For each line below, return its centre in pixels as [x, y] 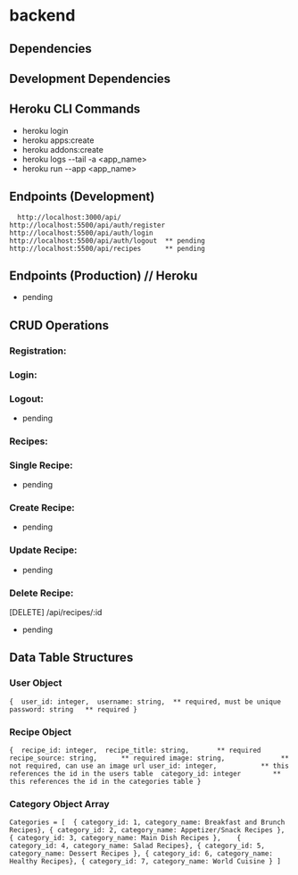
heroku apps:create [58, 140]
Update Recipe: [43, 550]
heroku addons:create [63, 149]
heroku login [45, 130]
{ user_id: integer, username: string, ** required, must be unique [145, 702]
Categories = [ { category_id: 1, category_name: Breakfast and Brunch [147, 822]
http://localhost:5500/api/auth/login [81, 233]
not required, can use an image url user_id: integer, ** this [149, 766]
